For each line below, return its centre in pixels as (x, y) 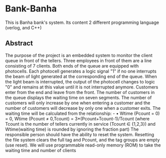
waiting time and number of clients (41, 150)
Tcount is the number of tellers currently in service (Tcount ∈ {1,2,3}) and (80, 124)
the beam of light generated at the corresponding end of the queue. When (81, 76)
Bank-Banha (31, 9)
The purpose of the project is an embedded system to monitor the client (79, 55)
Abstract (19, 43)
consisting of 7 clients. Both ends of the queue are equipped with (72, 66)
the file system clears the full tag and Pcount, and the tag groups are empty (83, 140)
